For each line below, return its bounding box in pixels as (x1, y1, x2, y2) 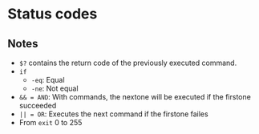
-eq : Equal (30, 75, 65, 84)
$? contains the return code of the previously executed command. (18, 58, 237, 67)
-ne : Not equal (30, 83, 79, 93)
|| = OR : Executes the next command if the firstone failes (18, 109, 209, 119)
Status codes (7, 5, 98, 23)
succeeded (18, 101, 57, 110)
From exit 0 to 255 (18, 118, 83, 127)
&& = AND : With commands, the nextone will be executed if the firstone (18, 92, 252, 101)
